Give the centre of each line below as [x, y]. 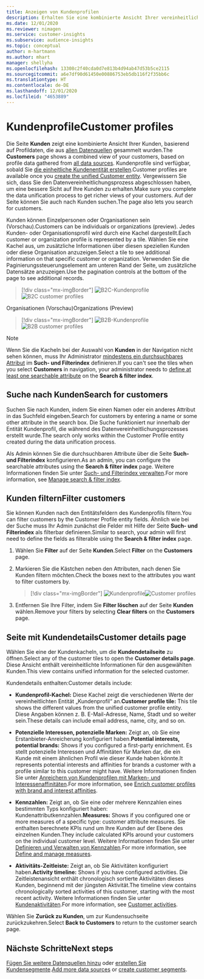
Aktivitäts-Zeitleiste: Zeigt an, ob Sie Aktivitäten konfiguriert [91, 866]
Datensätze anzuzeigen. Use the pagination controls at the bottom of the [97, 272]
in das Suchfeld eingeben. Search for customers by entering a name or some [102, 416]
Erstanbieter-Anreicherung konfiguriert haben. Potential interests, [97, 739]
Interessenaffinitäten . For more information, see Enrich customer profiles [105, 784]
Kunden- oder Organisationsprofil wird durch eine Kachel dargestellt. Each [99, 233]
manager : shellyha [29, 63]
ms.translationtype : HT [36, 80]
